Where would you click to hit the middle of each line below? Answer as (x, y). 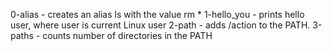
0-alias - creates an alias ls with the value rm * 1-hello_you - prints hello (157, 14)
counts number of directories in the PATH (127, 35)
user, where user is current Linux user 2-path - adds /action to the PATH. (160, 25)
